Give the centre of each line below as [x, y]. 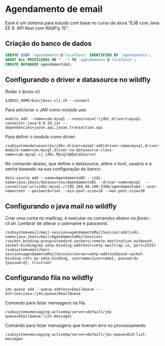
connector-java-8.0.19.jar [33, 123]
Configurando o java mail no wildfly [61, 206]
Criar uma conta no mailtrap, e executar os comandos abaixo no [71, 218]
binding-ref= [19, 258]
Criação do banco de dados [48, 44]
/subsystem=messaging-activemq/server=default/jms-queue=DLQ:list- [76, 334]
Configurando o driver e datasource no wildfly [78, 79]
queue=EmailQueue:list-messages [38, 316]
